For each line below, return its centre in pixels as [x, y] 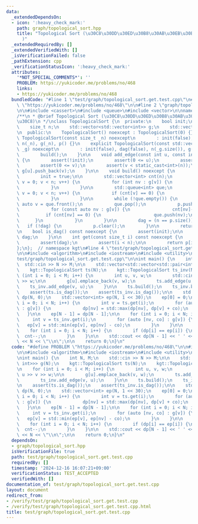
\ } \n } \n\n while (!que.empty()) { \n [97, 199]
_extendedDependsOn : [37, 17]
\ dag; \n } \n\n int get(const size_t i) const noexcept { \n [100, 237]
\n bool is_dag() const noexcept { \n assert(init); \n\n [100, 231]
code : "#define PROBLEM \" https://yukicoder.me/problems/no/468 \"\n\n [100, 347]
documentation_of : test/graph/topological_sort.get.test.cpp [83, 485]
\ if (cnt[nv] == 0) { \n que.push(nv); [103, 215]
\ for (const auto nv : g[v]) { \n [74, 210]
